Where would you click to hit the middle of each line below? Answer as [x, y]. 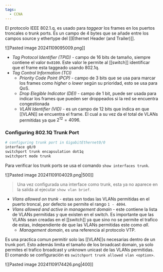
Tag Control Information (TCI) [42, 73]
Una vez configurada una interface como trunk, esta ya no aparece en [87, 184]
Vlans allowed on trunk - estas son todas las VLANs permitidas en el [81, 199]
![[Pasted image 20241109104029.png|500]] [49, 175]
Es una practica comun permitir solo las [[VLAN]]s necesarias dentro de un [80, 239]
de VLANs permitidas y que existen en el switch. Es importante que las [83, 214]
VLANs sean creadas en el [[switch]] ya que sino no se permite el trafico [85, 219]
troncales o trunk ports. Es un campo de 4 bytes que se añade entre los [77, 33]
